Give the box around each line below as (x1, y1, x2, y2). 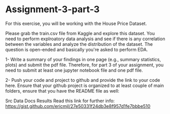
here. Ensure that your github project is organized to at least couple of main (5, 82, 164, 89)
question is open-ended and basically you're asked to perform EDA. (5, 46, 148, 52)
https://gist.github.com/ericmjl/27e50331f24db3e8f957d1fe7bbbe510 (5, 103, 151, 109)
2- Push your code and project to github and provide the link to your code (5, 77, 160, 83)
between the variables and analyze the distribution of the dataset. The (5, 41, 153, 47)
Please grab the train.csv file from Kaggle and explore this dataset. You (5, 30, 155, 36)
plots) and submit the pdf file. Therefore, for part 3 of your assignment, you (5, 62, 164, 68)
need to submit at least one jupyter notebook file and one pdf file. (5, 67, 143, 73)
